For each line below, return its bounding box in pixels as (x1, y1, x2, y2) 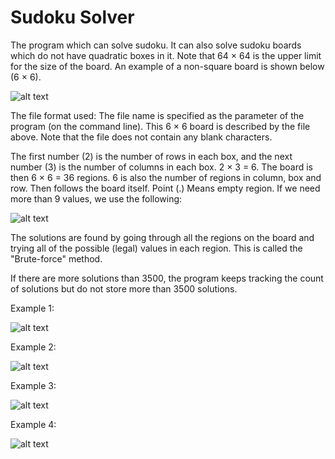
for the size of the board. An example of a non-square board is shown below (10, 60, 325, 72)
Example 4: (10, 418, 57, 430)
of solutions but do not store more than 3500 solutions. (10, 282, 238, 295)
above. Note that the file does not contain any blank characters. (10, 131, 273, 143)
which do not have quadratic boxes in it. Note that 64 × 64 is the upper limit (10, 49, 322, 61)
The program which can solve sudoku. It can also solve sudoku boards (10, 39, 302, 51)
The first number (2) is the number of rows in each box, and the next (10, 150, 293, 162)
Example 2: (10, 341, 57, 353)
